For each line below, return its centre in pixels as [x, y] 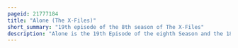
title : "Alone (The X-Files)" [52, 20]
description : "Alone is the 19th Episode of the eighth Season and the [115, 34]
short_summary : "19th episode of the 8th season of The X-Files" [106, 27]
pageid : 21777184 [33, 14]
